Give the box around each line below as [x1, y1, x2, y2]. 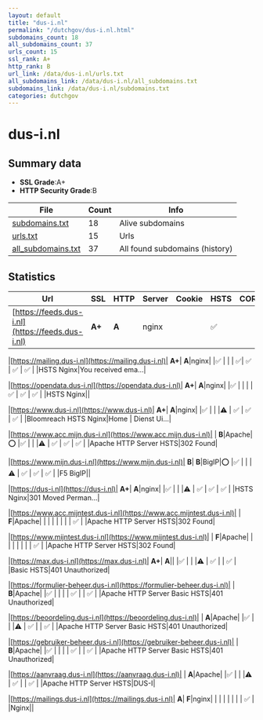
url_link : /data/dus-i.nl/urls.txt [8, 70, 124, 78]
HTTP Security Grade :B [19, 186, 98, 196]
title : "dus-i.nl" [8, 19, 68, 27]
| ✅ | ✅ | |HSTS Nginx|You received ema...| [8, 365, 146, 375]
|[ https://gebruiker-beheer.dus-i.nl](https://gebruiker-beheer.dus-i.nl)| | [8, 638, 239, 647]
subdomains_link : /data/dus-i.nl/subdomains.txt [8, 84, 170, 93]
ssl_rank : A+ [8, 56, 51, 64]
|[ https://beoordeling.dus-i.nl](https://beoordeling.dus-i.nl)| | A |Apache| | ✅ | [8, 613, 254, 623]
